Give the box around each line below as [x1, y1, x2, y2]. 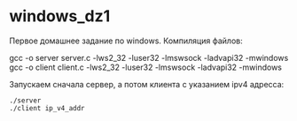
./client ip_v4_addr [9, 103, 86, 112]
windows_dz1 [9, 6, 111, 26]
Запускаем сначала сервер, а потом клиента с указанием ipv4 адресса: [9, 79, 285, 89]
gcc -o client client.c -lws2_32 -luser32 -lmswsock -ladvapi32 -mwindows [9, 62, 282, 72]
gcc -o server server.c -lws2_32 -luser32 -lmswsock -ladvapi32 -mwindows [9, 52, 289, 63]
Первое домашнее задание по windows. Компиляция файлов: [9, 35, 243, 46]
